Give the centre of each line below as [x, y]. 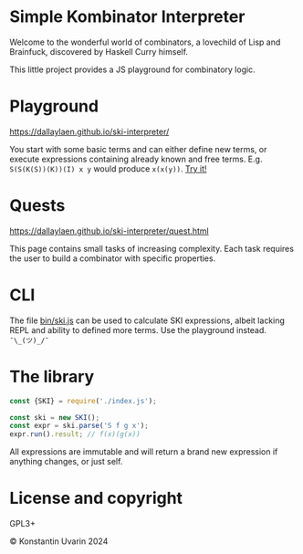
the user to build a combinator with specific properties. [113, 258]
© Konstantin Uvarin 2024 [59, 541]
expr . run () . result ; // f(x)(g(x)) [75, 434]
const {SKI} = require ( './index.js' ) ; [83, 401]
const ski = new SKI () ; [55, 417]
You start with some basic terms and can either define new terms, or [138, 149]
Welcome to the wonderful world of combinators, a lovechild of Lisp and [145, 42]
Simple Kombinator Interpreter [127, 17]
